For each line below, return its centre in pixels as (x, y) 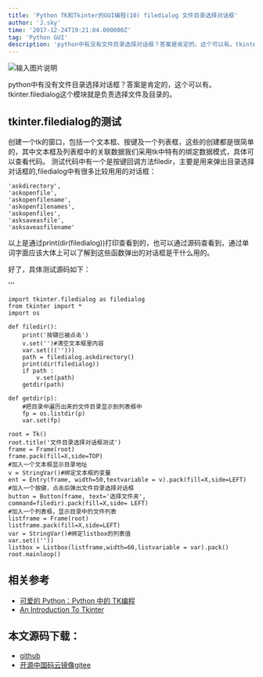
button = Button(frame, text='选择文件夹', (77, 496)
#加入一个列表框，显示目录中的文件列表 (63, 511)
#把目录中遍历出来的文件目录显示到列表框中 (82, 406)
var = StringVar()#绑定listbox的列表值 (70, 533)
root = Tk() (27, 434)
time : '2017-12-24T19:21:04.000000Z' (70, 30)
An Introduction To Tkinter (61, 610)
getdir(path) (43, 384)
